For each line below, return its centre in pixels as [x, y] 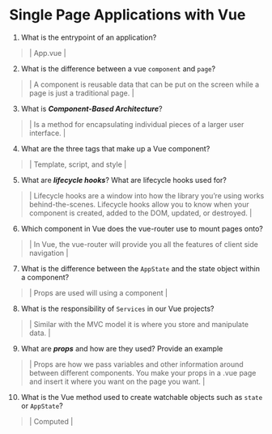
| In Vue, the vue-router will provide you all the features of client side [143, 244]
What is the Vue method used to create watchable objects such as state [142, 397]
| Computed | [51, 421]
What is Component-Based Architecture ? [91, 108]
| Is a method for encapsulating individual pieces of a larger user [136, 124]
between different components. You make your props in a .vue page [142, 372]
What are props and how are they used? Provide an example [122, 348]
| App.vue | [48, 53]
